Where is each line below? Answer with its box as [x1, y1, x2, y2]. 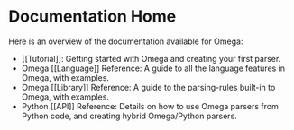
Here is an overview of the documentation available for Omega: [8, 36, 243, 47]
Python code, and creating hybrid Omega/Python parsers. [21, 110, 238, 121]
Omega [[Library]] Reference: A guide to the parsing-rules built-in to [21, 82, 276, 92]
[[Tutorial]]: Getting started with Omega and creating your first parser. [21, 53, 281, 64]
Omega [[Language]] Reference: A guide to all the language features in [21, 63, 286, 74]
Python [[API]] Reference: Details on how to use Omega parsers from [21, 100, 279, 111]
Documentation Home [8, 6, 177, 27]
